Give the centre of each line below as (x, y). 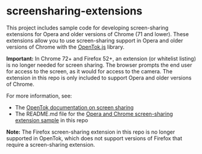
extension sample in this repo (52, 120)
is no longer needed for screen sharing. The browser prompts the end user (99, 65)
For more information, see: (39, 96)
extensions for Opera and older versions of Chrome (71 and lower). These (97, 34)
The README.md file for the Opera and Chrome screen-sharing (94, 114)
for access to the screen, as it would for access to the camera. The (90, 71)
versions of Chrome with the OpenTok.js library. (65, 47)
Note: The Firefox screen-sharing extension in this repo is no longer (91, 132)
